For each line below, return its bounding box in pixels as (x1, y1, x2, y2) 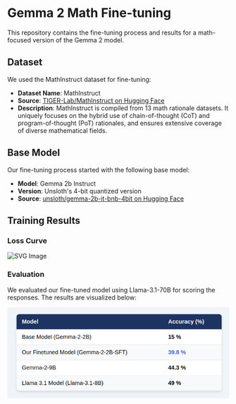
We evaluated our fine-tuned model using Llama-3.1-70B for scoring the (7, 285, 216, 294)
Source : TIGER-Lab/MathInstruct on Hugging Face (17, 96, 165, 105)
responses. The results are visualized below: (7, 293, 137, 302)
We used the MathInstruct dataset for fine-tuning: (7, 75, 151, 83)
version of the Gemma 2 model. (32, 35, 125, 44)
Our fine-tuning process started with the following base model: (7, 165, 190, 174)
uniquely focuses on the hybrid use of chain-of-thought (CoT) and (17, 111, 210, 119)
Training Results (7, 214, 81, 227)
